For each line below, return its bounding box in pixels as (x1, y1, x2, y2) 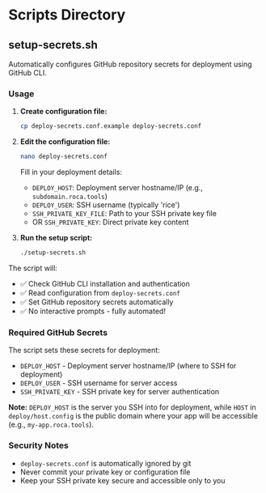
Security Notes (8, 440, 69, 451)
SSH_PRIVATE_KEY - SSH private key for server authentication (19, 387, 220, 397)
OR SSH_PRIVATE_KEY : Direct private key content (32, 217, 189, 227)
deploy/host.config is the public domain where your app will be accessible (8, 411, 259, 421)
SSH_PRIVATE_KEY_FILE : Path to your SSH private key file (32, 209, 217, 219)
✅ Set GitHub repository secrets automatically (19, 297, 174, 307)
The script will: (8, 263, 58, 273)
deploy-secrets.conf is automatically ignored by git (19, 458, 192, 468)
